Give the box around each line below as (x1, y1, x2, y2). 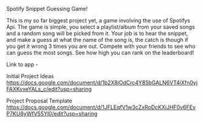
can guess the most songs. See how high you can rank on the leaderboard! (6, 49, 194, 56)
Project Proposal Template (6, 97, 73, 104)
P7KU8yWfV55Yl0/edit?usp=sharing (6, 110, 98, 117)
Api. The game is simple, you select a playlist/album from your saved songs (6, 24, 195, 30)
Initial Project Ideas (6, 73, 54, 79)
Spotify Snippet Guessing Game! (6, 5, 88, 12)
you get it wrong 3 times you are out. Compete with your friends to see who (6, 42, 195, 50)
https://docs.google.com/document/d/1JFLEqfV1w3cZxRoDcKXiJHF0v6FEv (6, 104, 196, 111)
